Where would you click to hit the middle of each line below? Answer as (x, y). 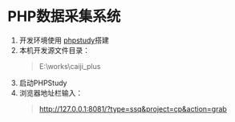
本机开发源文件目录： (54, 50)
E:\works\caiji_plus (70, 66)
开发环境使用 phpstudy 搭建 (64, 40)
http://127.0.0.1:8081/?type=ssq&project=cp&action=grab (133, 108)
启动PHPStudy (43, 83)
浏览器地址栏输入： (51, 92)
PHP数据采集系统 (64, 16)
